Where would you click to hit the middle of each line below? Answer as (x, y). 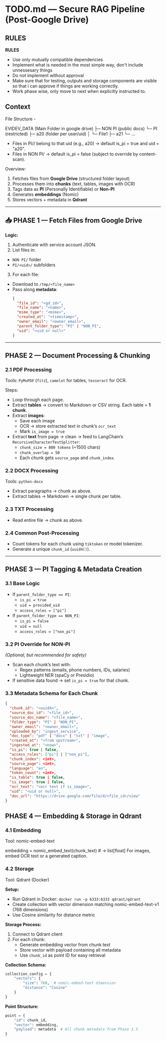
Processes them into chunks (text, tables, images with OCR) (74, 184)
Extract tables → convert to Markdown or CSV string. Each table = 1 (81, 405)
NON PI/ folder (27, 259)
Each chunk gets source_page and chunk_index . (67, 458)
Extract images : (29, 415)
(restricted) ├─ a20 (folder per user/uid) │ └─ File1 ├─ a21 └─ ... (70, 134)
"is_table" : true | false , (37, 778)
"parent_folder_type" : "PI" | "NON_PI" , (59, 326)
